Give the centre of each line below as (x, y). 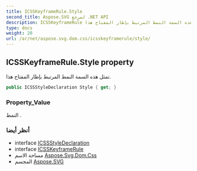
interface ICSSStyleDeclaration (52, 143)
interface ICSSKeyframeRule (49, 149)
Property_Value (28, 102)
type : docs (19, 28)
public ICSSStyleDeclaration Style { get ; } (61, 87)
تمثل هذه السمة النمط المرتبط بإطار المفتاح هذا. (59, 76)
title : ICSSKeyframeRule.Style (44, 11)
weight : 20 (19, 33)
